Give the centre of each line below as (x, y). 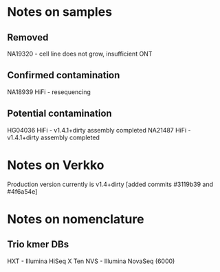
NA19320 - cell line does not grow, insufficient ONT (80, 54)
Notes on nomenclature (76, 219)
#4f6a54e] (22, 191)
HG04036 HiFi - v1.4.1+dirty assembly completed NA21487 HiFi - (99, 130)
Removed (28, 37)
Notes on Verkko (56, 165)
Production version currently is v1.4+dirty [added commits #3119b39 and (110, 184)
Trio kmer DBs (38, 245)
